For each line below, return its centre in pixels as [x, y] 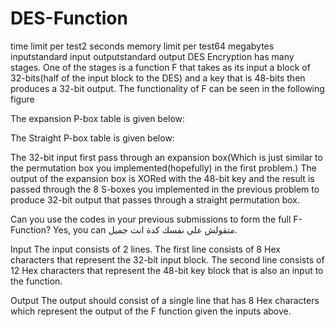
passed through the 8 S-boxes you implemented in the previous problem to [165, 189]
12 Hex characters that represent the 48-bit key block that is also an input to [167, 270]
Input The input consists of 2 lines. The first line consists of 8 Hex [145, 249]
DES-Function [69, 18]
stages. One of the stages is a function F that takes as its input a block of [160, 67]
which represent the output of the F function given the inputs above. [151, 311]
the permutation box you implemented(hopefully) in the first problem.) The [163, 168]
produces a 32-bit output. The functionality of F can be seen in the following [167, 88]
